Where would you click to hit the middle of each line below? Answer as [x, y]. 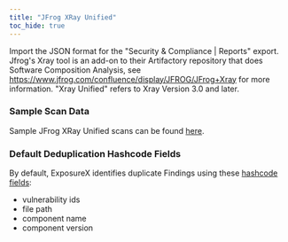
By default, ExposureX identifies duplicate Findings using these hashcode [144, 173]
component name [54, 219]
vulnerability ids [51, 199]
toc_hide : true [37, 26]
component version [58, 228]
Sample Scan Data [50, 112]
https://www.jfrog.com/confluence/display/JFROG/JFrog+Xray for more [140, 79]
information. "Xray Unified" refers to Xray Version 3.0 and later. [124, 89]
